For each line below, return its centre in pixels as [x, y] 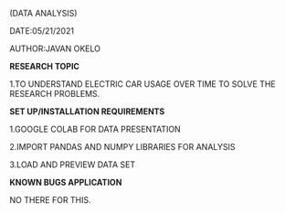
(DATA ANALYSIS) [43, 13]
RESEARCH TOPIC [45, 66]
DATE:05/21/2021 [42, 31]
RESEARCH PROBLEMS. [55, 94]
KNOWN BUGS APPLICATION [66, 182]
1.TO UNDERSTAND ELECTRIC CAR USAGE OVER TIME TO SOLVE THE [142, 84]
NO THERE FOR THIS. [50, 200]
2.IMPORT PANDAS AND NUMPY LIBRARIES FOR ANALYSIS [122, 147]
